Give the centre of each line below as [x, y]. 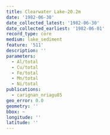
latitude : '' [22, 123]
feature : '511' [25, 45]
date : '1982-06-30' [30, 17]
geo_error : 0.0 [25, 100]
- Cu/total [25, 67]
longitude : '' [24, 117]
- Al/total [25, 62]
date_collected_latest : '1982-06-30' [53, 23]
